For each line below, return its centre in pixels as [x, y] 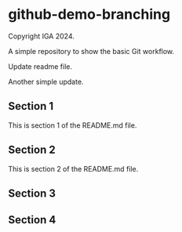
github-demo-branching [89, 14]
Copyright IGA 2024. [41, 36]
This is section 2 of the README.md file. [73, 169]
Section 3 [32, 193]
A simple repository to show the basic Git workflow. [91, 51]
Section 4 [32, 220]
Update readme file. [40, 66]
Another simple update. [46, 82]
